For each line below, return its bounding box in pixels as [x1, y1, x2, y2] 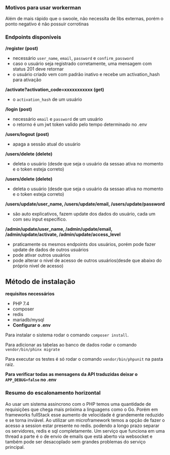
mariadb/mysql [12, 317, 45, 323]
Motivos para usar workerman [5, 4, 81, 11]
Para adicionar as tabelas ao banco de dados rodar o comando [5, 342, 137, 348]
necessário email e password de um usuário [12, 116, 103, 122]
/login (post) [5, 106, 32, 112]
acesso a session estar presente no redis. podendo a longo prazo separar [5, 423, 160, 429]
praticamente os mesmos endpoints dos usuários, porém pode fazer [12, 241, 156, 247]
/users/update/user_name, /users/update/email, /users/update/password [5, 201, 165, 207]
